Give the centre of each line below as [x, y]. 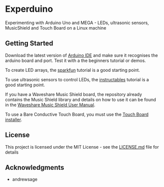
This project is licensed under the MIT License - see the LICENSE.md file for [82, 147]
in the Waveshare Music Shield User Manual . [50, 105]
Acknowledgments [35, 168]
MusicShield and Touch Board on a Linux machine [56, 28]
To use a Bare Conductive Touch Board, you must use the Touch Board [77, 114]
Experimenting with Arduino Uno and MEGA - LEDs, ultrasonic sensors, [77, 23]
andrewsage [25, 179]
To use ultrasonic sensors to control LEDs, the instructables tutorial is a [77, 79]
